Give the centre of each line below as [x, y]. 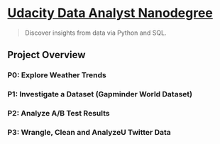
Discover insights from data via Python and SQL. [95, 33]
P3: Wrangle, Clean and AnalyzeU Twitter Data [89, 133]
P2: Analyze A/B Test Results [59, 113]
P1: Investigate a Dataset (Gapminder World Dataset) [100, 94]
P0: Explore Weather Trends [57, 75]
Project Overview [46, 55]
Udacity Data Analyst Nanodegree [110, 13]
